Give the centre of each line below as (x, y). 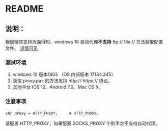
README (24, 9)
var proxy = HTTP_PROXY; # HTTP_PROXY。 (53, 113)
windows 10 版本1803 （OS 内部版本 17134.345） (64, 74)
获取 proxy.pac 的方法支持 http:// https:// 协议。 (63, 81)
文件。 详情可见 (22, 48)
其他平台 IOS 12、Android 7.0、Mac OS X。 (58, 87)
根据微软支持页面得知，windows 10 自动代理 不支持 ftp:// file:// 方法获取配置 (84, 42)
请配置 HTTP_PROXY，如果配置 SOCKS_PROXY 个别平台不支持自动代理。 (83, 123)
